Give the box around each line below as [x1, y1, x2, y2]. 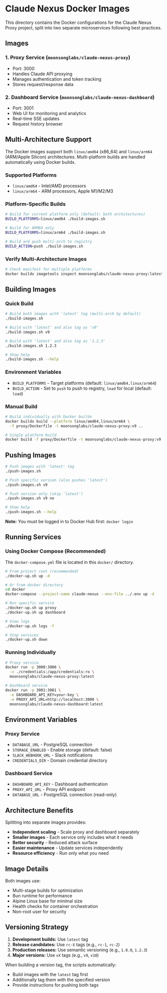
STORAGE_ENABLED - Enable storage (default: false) [12, 747, 112, 753]
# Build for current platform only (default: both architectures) [5, 212, 146, 217]
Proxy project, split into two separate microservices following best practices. [5, 24, 162, 30]
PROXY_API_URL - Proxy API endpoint [12, 786, 85, 792]
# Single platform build [5, 433, 57, 438]
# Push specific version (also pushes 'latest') [5, 477, 108, 483]
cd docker [5, 587, 26, 592]
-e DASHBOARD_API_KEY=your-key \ [9, 692, 79, 697]
